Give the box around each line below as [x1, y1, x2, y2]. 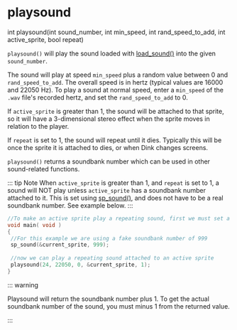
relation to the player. [7, 122, 70, 130]
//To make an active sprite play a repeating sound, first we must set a [7, 215, 231, 222]
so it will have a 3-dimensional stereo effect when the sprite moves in [7, 115, 211, 123]
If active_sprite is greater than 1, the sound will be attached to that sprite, [7, 107, 225, 115]
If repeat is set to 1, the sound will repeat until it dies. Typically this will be [7, 136, 222, 144]
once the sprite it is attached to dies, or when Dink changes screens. [7, 143, 208, 151]
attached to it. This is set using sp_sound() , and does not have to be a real [7, 193, 224, 202]
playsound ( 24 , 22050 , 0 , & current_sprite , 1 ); [10, 261, 151, 269]
